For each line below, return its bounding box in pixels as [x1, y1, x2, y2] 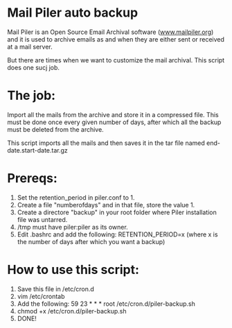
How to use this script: [7, 262, 140, 277]
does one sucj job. [7, 63, 60, 71]
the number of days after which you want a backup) [17, 237, 166, 245]
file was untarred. [17, 215, 68, 223]
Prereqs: [7, 171, 57, 187]
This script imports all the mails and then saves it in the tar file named [7, 139, 206, 147]
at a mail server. [7, 42, 53, 51]
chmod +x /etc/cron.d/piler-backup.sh [17, 307, 127, 315]
